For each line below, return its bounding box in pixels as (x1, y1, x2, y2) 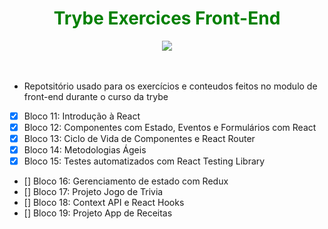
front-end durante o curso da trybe (23, 90, 169, 102)
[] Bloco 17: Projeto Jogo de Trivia (23, 186, 164, 198)
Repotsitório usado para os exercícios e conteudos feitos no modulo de (23, 80, 318, 92)
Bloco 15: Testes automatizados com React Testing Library (23, 155, 266, 167)
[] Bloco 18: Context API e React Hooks (23, 197, 185, 209)
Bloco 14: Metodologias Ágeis (23, 144, 147, 156)
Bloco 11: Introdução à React (23, 110, 141, 122)
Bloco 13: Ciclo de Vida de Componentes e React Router (23, 133, 256, 145)
